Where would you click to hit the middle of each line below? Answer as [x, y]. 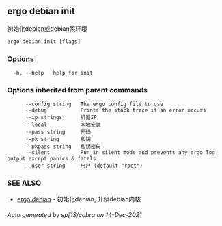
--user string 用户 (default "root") [84, 166]
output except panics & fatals [52, 159]
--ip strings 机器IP [61, 118]
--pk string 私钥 [58, 140]
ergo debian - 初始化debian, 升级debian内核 [79, 199]
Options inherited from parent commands [78, 90]
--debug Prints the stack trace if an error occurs [115, 110]
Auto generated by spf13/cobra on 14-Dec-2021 [74, 215]
